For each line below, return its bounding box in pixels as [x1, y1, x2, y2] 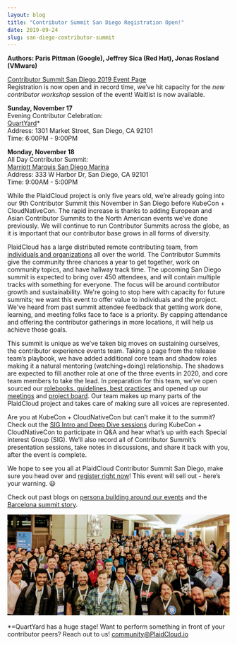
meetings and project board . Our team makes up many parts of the [7, 392, 202, 400]
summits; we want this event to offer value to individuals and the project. [7, 296, 219, 304]
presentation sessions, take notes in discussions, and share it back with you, [7, 443, 230, 452]
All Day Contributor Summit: [7, 156, 88, 164]
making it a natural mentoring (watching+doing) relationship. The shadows [7, 361, 224, 371]
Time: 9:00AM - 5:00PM [7, 178, 78, 187]
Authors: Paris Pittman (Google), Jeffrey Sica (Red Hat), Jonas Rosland [7, 54, 219, 63]
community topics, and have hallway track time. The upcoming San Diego [7, 265, 221, 274]
